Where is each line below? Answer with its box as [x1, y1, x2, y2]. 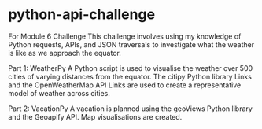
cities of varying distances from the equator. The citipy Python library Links [8, 72, 252, 81]
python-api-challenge [8, 6, 156, 24]
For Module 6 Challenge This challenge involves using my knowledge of [8, 31, 242, 41]
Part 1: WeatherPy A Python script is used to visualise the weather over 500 [8, 63, 253, 72]
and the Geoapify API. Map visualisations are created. [8, 112, 183, 121]
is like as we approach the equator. [8, 48, 122, 57]
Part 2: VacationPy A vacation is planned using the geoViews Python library [8, 104, 253, 113]
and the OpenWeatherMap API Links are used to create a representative [8, 80, 242, 90]
